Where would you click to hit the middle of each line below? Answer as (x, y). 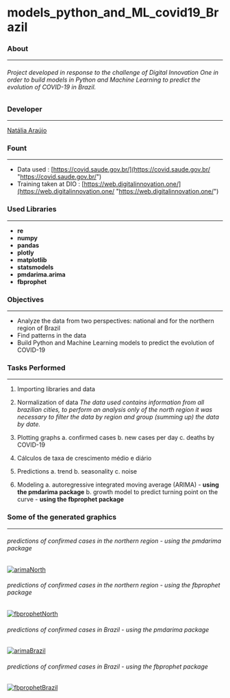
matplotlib (32, 259)
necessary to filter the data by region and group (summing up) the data (118, 417)
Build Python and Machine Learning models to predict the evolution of (116, 342)
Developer (25, 109)
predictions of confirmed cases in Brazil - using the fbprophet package (108, 666)
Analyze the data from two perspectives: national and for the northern (115, 321)
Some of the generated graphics (62, 517)
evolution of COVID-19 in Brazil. (52, 87)
